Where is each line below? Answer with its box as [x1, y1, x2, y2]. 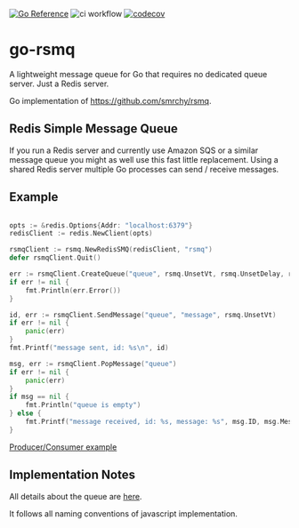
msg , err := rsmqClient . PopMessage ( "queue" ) [9, 359, 177, 368]
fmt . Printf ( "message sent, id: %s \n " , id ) [9, 343, 169, 353]
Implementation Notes [9, 468, 136, 483]
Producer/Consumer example [9, 441, 117, 452]
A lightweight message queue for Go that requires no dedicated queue [9, 68, 268, 79]
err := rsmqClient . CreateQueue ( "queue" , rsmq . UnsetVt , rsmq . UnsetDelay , [9, 269, 285, 279]
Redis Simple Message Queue [9, 121, 178, 137]
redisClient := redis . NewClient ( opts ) [9, 229, 153, 238]
